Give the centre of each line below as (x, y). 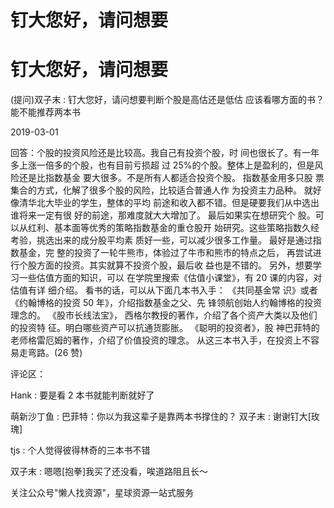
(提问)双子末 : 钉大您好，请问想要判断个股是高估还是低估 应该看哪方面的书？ (167, 100)
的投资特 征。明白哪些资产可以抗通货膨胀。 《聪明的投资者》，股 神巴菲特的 (165, 328)
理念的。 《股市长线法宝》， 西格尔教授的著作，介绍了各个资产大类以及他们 (164, 315)
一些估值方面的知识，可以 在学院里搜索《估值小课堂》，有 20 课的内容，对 (170, 278)
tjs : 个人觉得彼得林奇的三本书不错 (80, 450)
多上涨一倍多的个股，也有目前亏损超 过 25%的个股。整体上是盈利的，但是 (162, 165)
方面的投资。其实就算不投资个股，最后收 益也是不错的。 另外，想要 (174, 265)
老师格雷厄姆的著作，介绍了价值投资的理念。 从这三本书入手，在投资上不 (160, 340)
